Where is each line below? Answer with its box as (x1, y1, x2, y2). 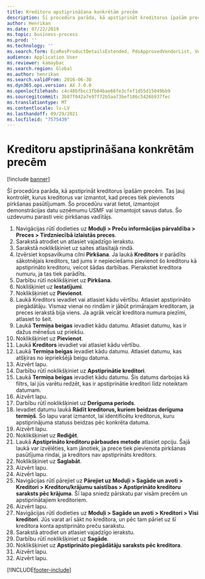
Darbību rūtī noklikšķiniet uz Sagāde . (15, 535, 109, 543)
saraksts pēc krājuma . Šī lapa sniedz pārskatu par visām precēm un (15, 490, 188, 498)
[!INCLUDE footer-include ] (7, 566, 72, 574)
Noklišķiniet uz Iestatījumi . (15, 283, 84, 291)
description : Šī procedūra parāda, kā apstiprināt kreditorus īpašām (7, 15, 187, 21)
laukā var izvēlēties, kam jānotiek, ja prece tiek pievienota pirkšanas (15, 445, 186, 452)
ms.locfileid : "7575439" (7, 116, 70, 122)
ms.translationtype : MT (7, 99, 68, 105)
